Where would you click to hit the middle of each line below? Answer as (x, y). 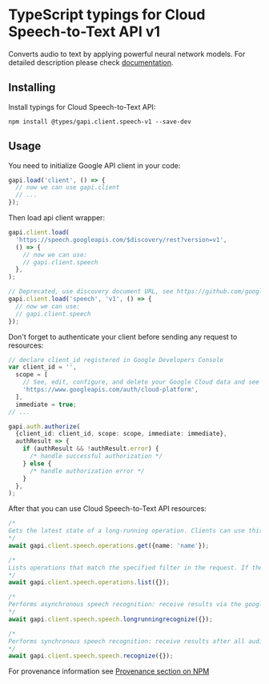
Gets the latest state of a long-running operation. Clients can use (127, 531)
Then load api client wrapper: (57, 218)
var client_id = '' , (43, 367)
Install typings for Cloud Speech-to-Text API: (82, 107)
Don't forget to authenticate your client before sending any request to (123, 336)
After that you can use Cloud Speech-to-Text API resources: (107, 509)
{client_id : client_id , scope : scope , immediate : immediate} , (121, 434)
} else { (37, 463)
